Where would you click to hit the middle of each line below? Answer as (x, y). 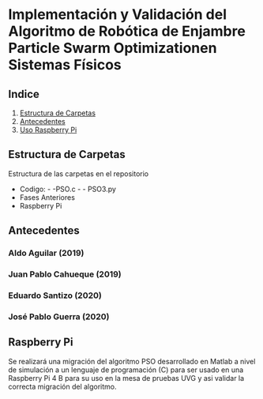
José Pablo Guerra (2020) (59, 316)
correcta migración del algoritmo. (62, 386)
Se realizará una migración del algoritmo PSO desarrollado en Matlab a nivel (132, 361)
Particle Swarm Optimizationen (113, 48)
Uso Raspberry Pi (48, 130)
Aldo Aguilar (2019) (46, 253)
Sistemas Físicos (65, 65)
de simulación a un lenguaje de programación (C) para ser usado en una (126, 370)
